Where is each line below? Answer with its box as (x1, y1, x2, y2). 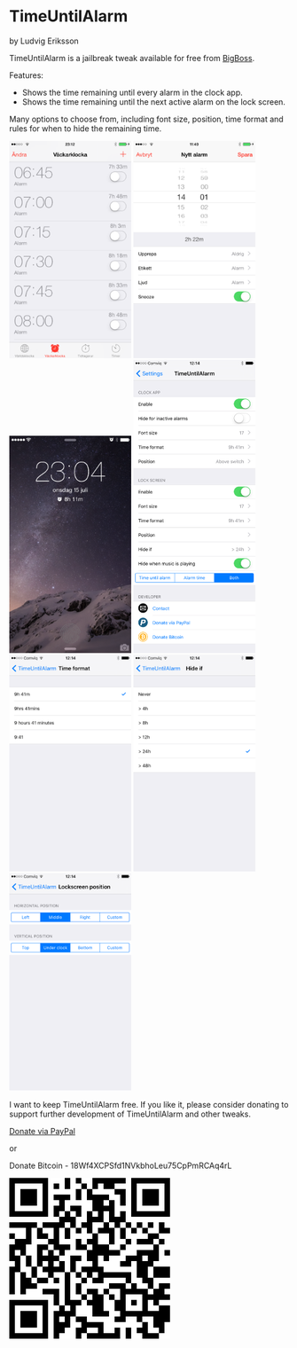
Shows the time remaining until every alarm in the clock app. (21, 87, 244, 98)
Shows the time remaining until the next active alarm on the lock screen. (21, 96, 286, 107)
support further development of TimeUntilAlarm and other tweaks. (9, 1109, 251, 1119)
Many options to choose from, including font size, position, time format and (9, 114, 284, 124)
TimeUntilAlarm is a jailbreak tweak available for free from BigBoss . (9, 52, 255, 63)
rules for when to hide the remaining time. (9, 122, 162, 134)
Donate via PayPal (9, 1126, 75, 1137)
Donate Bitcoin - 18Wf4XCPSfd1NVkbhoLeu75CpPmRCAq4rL (9, 1160, 232, 1172)
